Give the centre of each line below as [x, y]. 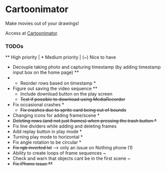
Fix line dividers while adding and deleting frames [64, 126]
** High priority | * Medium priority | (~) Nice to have [61, 57]
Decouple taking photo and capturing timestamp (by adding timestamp [87, 67]
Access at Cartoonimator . [32, 33]
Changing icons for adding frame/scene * [56, 115]
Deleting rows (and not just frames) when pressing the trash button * [85, 121]
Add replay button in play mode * [47, 132]
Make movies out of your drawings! [42, 23]
